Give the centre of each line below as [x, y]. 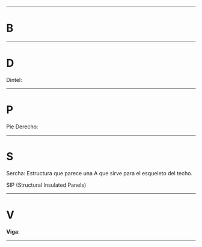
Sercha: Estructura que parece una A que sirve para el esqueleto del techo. [99, 173]
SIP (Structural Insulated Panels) [46, 185]
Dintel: [14, 80]
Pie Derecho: [22, 127]
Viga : [13, 231]
